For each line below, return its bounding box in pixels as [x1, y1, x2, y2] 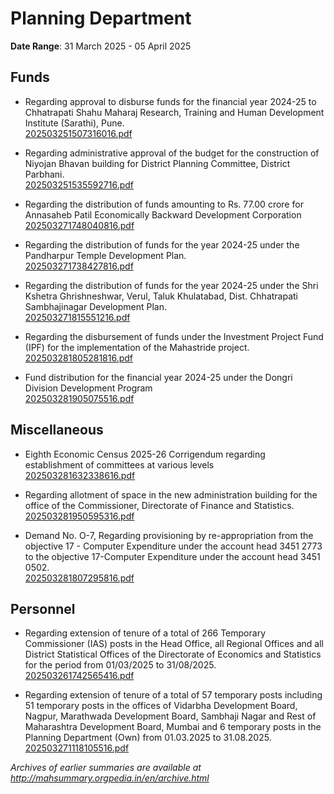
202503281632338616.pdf [24, 469, 136, 481]
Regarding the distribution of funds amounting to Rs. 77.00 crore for [24, 198, 304, 210]
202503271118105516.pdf [24, 742, 130, 754]
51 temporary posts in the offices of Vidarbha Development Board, [24, 700, 298, 712]
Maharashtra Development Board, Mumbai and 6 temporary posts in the [24, 721, 322, 733]
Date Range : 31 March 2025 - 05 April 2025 [10, 40, 192, 52]
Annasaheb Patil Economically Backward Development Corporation [24, 208, 302, 221]
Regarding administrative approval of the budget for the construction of [24, 147, 320, 159]
